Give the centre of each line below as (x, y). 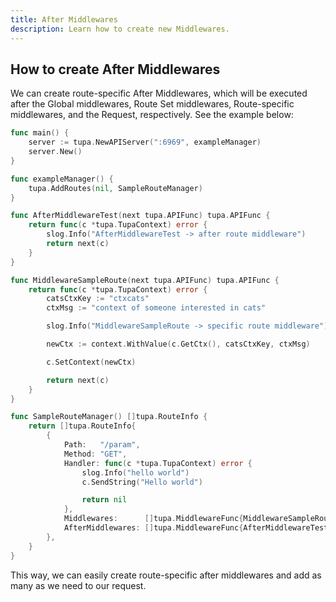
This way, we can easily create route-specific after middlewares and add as (166, 575)
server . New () (55, 152)
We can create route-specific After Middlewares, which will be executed (159, 93)
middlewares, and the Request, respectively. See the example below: (152, 115)
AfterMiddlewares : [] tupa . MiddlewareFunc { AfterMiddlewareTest (196, 528)
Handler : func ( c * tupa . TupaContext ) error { (158, 463)
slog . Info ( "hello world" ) (135, 472)
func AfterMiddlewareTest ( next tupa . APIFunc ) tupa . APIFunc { (140, 216)
